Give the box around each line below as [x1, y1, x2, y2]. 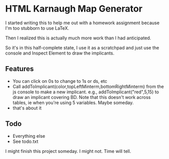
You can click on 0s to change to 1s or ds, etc [12, 78, 108, 84]
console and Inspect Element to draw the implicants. [5, 50, 115, 56]
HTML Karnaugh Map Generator [5, 3, 143, 15]
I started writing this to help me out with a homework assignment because [5, 20, 160, 26]
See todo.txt [12, 138, 38, 144]
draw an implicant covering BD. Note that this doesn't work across [12, 94, 151, 100]
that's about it [12, 104, 42, 111]
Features [5, 65, 34, 73]
